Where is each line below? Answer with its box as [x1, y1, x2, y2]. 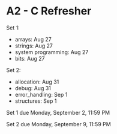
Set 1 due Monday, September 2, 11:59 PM [6, 109, 110, 116]
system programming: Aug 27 [14, 48, 89, 55]
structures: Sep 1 [14, 97, 57, 105]
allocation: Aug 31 [14, 78, 59, 85]
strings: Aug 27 [14, 42, 53, 49]
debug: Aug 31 [14, 84, 51, 91]
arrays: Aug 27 [14, 35, 52, 43]
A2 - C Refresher [6, 4, 92, 18]
